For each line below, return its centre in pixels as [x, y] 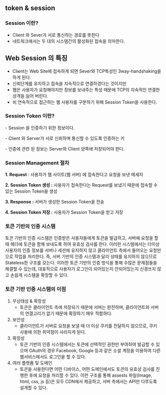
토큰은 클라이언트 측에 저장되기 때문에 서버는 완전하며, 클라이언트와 [84, 307]
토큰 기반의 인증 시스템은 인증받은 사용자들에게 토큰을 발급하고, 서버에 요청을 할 [82, 238]
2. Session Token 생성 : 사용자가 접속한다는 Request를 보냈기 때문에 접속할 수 [81, 185]
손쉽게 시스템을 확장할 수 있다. [39, 275]
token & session [30, 8]
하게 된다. [22, 77]
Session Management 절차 [37, 163]
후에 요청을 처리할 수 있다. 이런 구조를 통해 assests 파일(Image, [91, 375]
